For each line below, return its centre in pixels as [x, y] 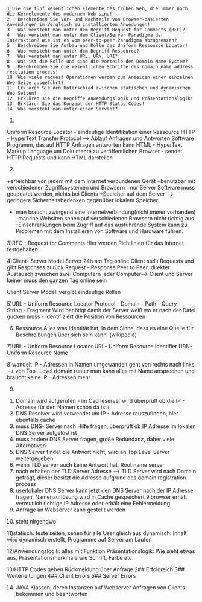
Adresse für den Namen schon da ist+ [63, 407]
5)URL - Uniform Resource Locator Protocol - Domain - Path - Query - [94, 304]
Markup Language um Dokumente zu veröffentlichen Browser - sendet [95, 151]
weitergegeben [34, 458]
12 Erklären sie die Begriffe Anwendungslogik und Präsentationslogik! [100, 98]
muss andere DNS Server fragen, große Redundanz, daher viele [95, 439]
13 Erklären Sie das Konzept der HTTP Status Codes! [76, 104]
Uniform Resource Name [37, 353]
